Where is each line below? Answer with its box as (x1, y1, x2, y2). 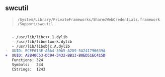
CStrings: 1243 (11, 67, 46, 72)
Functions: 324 (11, 58, 43, 63)
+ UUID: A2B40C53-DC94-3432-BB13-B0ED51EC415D (5, 53, 106, 58)
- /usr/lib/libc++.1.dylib (11, 34, 68, 39)
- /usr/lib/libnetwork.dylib (11, 39, 72, 44)
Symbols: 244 (11, 62, 43, 68)
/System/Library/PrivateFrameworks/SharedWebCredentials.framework (17, 17, 160, 22)
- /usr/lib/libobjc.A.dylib (11, 44, 70, 49)
